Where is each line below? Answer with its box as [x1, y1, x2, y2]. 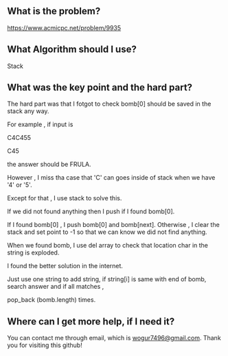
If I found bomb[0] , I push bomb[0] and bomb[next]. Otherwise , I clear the [7, 221, 220, 229]
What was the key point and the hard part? [7, 82, 193, 93]
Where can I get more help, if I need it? [7, 316, 175, 327]
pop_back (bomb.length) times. [7, 296, 96, 304]
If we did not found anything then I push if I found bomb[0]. [7, 207, 175, 215]
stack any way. [7, 107, 49, 115]
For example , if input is [7, 120, 73, 129]
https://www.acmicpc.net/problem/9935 [7, 23, 122, 32]
